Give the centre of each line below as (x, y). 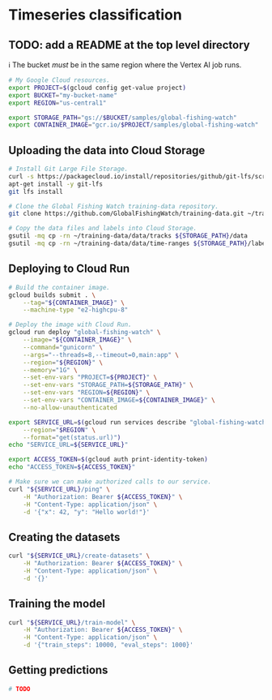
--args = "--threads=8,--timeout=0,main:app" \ (101, 354)
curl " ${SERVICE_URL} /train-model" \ (72, 622)
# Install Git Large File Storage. (68, 169)
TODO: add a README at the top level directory (130, 45)
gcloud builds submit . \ (52, 295)
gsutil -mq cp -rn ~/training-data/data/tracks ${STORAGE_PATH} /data (128, 236)
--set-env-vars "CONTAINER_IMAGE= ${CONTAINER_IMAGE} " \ (119, 400)
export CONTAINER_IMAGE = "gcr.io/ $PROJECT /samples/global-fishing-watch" (134, 125)
